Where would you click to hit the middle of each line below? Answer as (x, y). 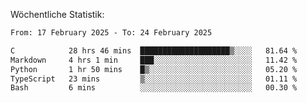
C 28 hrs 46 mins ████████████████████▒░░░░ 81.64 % (154, 50)
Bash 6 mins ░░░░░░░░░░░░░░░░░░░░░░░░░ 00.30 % (154, 88)
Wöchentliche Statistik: (57, 14)
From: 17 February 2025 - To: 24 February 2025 (111, 33)
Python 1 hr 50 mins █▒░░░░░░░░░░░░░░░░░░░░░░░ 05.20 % (154, 69)
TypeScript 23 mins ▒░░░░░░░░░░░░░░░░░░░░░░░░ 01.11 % (154, 79)
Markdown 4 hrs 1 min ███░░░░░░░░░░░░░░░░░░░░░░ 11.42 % (154, 60)
